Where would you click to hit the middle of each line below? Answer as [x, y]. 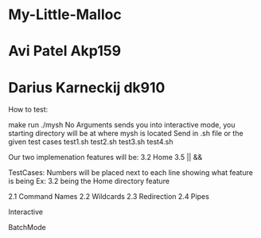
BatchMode [27, 228]
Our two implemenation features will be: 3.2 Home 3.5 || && [105, 158]
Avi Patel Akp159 [65, 51]
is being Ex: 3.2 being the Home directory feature [89, 181]
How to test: [28, 110]
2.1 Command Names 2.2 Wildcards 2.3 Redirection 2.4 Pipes [109, 197]
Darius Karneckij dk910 [87, 87]
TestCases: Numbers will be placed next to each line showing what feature [130, 173]
